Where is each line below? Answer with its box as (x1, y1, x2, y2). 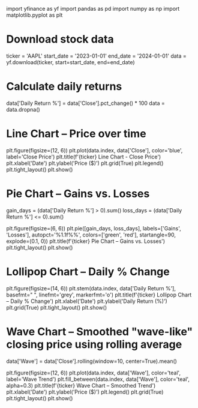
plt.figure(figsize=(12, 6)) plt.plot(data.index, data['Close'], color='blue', (6, 146, 183, 154)
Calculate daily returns (6, 80, 122, 94)
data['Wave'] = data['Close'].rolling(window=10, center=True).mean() (6, 357, 177, 365)
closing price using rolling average (6, 337, 182, 351)
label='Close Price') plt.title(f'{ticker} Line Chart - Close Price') (6, 153, 161, 160)
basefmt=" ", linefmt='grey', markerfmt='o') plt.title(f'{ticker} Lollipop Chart (6, 291, 192, 298)
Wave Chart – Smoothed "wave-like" (6, 325, 193, 338)
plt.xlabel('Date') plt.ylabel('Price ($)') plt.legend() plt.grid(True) (6, 388, 164, 395)
